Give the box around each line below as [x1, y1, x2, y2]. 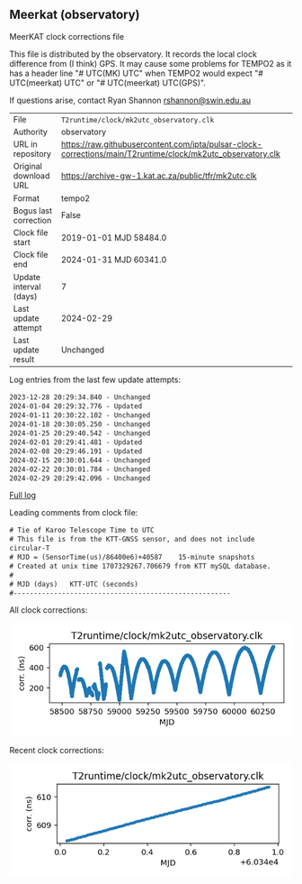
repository [13, 149, 52, 159]
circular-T [9, 543, 50, 552]
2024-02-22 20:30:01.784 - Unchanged [9, 464, 151, 474]
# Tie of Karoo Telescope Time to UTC [9, 525, 155, 534]
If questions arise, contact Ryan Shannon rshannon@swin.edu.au [9, 95, 252, 105]
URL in [13, 139, 38, 150]
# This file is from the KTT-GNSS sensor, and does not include [9, 534, 255, 543]
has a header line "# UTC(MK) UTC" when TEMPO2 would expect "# [9, 68, 263, 78]
